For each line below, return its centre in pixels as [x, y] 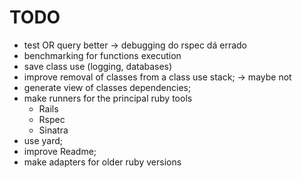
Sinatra [53, 130]
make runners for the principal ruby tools [108, 98]
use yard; [43, 140]
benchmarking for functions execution [102, 55]
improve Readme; [60, 151]
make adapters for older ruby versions [102, 162]
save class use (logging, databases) [98, 66]
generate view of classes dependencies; [107, 87]
